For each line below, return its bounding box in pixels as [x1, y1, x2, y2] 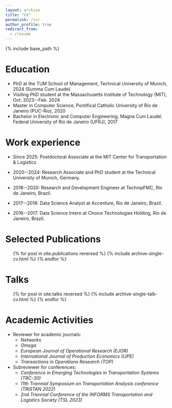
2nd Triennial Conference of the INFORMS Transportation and [20, 391, 153, 397]
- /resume [10, 31, 31, 36]
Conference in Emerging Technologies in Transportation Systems [20, 369, 159, 376]
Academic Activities [5, 314, 94, 326]
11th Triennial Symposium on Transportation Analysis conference [20, 380, 159, 386]
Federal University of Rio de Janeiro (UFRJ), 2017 [12, 119, 118, 125]
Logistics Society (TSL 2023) [20, 397, 82, 403]
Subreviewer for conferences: [12, 364, 76, 370]
